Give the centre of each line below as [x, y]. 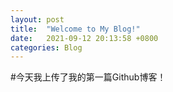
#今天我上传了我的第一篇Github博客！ [88, 77]
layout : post [37, 19]
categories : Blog [46, 47]
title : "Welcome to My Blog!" [75, 29]
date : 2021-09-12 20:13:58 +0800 [84, 38]
